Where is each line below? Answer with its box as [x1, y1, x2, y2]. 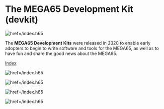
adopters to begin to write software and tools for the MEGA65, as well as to [5, 45, 159, 51]
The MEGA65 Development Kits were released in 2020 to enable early [5, 40, 151, 46]
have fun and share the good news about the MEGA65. [5, 51, 118, 56]
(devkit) [5, 14, 38, 25]
